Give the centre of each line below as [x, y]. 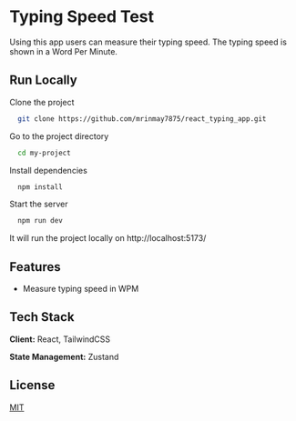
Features [35, 267]
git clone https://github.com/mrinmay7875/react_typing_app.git [142, 119]
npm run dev [41, 221]
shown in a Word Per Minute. [64, 51]
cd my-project [44, 153]
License [32, 385]
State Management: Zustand [64, 356]
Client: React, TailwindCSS [60, 339]
